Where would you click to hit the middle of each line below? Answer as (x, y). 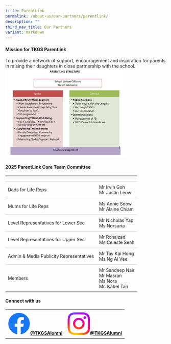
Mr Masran (110, 276)
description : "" (22, 21)
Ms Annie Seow (115, 203)
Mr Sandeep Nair (117, 270)
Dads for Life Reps (27, 190)
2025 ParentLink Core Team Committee (48, 167)
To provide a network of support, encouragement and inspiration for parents (86, 61)
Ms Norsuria (112, 225)
